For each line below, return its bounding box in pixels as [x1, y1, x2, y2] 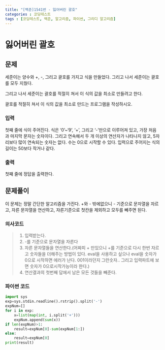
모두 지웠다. [10, 80, 33, 86]
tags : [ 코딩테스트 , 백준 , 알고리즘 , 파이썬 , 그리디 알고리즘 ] [5, 16, 116, 21]
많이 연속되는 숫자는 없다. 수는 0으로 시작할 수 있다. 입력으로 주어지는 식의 [18, 139, 160, 145]
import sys [5, 294, 28, 299]
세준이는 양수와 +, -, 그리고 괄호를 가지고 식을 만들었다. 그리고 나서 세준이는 [5, 74, 150, 80]
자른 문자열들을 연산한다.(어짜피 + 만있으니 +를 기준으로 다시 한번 [24, 245, 150, 251]
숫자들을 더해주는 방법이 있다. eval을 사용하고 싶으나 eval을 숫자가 [30, 251, 157, 257]
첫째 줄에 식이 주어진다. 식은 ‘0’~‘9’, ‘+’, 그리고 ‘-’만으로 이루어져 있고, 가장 [5, 127, 148, 133]
